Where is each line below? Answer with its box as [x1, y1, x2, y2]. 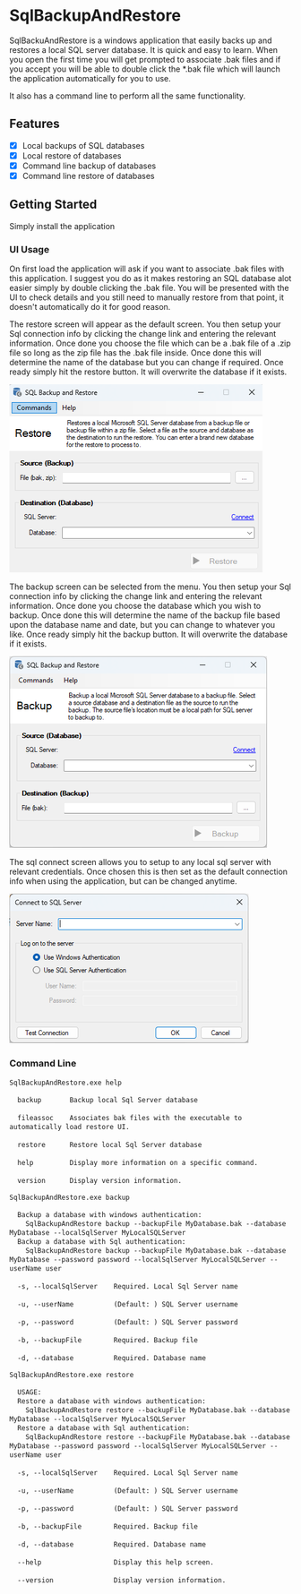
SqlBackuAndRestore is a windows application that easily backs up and [9, 35, 272, 46]
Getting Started [9, 197, 98, 212]
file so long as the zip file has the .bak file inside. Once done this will [9, 347, 262, 358]
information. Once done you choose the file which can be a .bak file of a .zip [9, 338, 291, 349]
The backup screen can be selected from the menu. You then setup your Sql [9, 581, 291, 592]
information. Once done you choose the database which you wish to [9, 601, 262, 612]
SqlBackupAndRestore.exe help [9, 1078, 123, 1088]
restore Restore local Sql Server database [17, 1141, 202, 1150]
